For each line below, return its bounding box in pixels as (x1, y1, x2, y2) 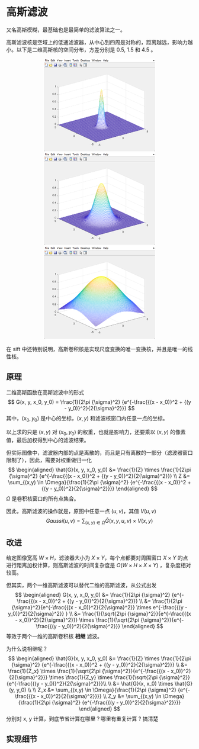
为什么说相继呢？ (6, 645, 48, 652)
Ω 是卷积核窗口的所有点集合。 (6, 495, 79, 502)
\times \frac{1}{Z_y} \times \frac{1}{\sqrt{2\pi (49, 674, 158, 681)
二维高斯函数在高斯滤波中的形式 (6, 388, 84, 396)
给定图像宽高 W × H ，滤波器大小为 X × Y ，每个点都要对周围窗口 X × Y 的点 (6, 554, 188, 561)
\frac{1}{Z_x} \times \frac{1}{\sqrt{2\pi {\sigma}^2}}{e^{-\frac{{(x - (8, 667, 170, 675)
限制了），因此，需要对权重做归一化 (6, 457, 92, 464)
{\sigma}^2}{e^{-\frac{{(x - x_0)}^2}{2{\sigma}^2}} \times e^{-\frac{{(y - (11, 604, 188, 611)
